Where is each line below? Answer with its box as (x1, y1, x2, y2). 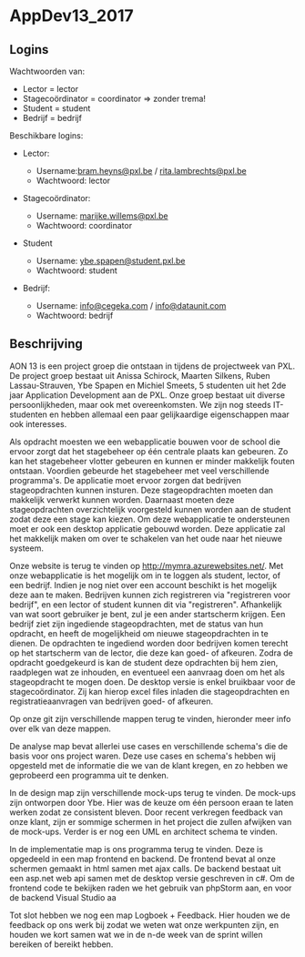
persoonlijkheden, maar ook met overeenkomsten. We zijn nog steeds (9, 399, 271, 410)
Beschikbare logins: (9, 130, 84, 141)
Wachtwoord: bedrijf (36, 311, 114, 321)
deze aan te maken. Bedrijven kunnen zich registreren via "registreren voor (9, 589, 291, 600)
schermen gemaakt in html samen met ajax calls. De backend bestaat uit (9, 862, 281, 874)
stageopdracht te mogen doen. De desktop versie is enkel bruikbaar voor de (9, 676, 296, 687)
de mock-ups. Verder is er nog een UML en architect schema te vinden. (9, 826, 278, 837)
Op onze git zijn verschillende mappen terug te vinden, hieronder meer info (9, 713, 291, 724)
